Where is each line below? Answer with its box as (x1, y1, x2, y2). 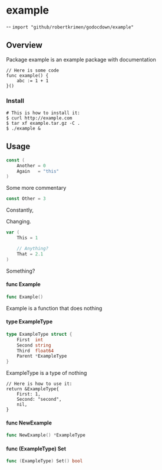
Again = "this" (16, 168, 59, 174)
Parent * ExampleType (16, 353, 67, 359)
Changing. (6, 218, 31, 225)
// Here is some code (6, 67, 59, 73)
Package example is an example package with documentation (6, 56, 156, 63)
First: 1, (16, 391, 41, 397)
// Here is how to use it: (6, 381, 72, 387)
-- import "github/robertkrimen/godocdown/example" (6, 23, 134, 30)
